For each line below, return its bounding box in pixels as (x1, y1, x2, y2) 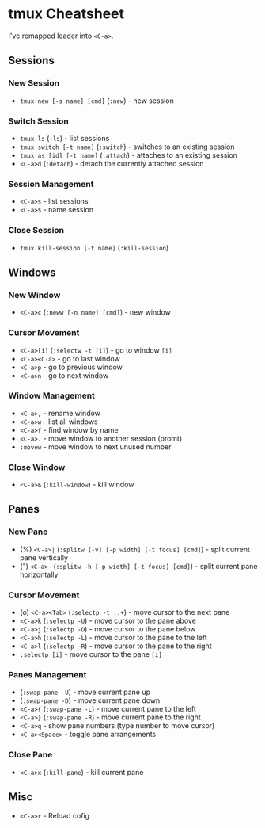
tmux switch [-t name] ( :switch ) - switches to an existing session (19, 142, 235, 151)
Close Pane (8, 750, 53, 761)
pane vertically (19, 552, 69, 563)
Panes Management (8, 670, 87, 680)
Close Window (8, 461, 66, 472)
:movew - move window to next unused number (19, 441, 172, 452)
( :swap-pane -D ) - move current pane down (19, 696, 161, 705)
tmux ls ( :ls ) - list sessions (19, 133, 110, 143)
